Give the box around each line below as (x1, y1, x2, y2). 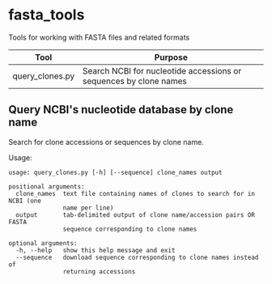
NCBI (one (8, 197, 42, 205)
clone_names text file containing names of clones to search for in (15, 189, 255, 197)
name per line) (62, 204, 114, 212)
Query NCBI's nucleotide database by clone (8, 103, 234, 117)
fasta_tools (8, 6, 85, 24)
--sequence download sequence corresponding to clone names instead (15, 253, 259, 261)
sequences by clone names (82, 75, 188, 87)
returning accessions (62, 267, 136, 276)
